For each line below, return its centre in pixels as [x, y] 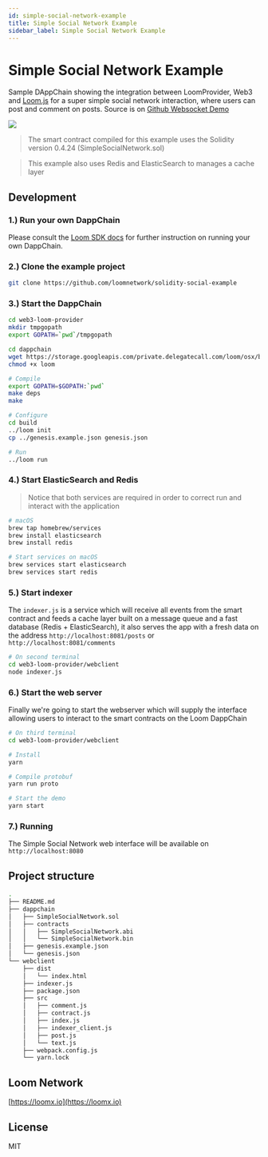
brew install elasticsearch [55, 535]
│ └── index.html [55, 976]
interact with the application [73, 506]
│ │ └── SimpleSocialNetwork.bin [71, 939]
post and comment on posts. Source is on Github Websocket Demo [119, 109]
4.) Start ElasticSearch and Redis [73, 480]
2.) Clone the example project [67, 266]
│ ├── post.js [50, 1036]
